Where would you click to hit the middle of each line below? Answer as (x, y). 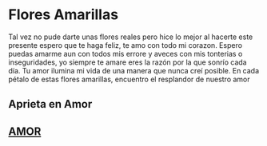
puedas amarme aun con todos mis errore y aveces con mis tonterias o (126, 53)
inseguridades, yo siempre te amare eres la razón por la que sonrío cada (128, 62)
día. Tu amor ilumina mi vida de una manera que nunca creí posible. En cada (134, 70)
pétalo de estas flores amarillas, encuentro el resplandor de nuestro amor (129, 79)
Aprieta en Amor (50, 104)
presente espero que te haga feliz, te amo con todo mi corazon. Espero (125, 45)
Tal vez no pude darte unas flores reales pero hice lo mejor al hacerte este (131, 37)
